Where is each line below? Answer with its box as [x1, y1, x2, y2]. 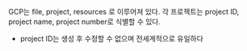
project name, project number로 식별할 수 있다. [8, 17, 161, 26]
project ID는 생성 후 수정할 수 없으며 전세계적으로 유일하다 [19, 34, 203, 43]
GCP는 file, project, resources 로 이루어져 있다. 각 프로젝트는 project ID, [8, 7, 240, 16]
